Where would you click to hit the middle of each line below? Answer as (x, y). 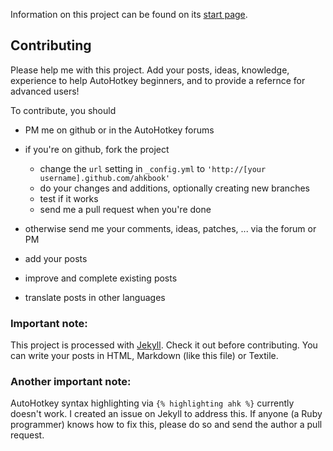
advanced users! (45, 91)
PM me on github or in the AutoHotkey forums (119, 130)
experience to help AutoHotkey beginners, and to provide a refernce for (158, 80)
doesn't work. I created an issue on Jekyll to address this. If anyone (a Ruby (166, 414)
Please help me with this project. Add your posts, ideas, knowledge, (150, 70)
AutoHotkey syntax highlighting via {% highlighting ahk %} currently (152, 403)
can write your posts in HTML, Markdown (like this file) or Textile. (144, 356)
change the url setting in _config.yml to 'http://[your (153, 168)
